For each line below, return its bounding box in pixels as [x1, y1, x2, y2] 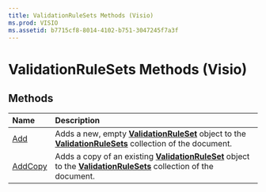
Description [55, 115, 101, 126]
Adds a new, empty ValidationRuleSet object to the [55, 128, 247, 139]
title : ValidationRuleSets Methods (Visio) [8, 11, 154, 20]
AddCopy [12, 161, 47, 172]
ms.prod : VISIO [8, 19, 59, 27]
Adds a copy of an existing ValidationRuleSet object [55, 151, 250, 162]
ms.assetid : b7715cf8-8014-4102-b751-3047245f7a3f [8, 26, 179, 34]
